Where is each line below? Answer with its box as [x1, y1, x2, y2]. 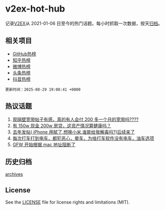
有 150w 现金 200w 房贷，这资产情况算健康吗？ [12, 122, 112, 128]
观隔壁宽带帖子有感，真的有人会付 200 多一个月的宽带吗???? [12, 116, 139, 122]
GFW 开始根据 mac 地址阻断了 [12, 142, 76, 148]
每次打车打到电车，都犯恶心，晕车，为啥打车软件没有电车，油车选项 [12, 135, 154, 141]
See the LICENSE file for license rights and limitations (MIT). [5, 199, 130, 205]
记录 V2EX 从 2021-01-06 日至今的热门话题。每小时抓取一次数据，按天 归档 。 [5, 20, 163, 26]
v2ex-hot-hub [5, 3, 66, 15]
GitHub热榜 [12, 51, 36, 57]
